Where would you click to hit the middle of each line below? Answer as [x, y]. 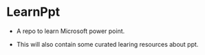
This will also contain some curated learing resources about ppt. [107, 44]
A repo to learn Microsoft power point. [71, 31]
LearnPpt [33, 12]
